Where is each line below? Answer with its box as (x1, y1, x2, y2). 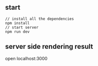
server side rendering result (5, 43, 93, 51)
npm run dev (5, 29, 30, 34)
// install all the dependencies (5, 16, 74, 21)
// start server (5, 25, 39, 30)
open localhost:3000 (5, 55, 48, 61)
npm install (5, 21, 30, 25)
